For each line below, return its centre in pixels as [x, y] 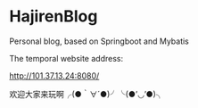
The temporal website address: [66, 58]
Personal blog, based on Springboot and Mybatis [99, 41]
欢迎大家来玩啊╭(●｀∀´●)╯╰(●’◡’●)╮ [87, 94]
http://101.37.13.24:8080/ [54, 75]
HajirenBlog [54, 17]
